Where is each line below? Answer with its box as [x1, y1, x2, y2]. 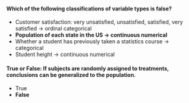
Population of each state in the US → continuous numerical [15, 31, 168, 39]
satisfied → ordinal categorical [15, 25, 92, 32]
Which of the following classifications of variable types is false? [6, 5, 172, 12]
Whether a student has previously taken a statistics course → [15, 38, 169, 45]
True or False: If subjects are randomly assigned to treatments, [6, 65, 169, 72]
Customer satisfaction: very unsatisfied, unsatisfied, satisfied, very [15, 18, 184, 26]
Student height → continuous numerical [15, 51, 115, 58]
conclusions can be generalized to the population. [6, 71, 136, 79]
